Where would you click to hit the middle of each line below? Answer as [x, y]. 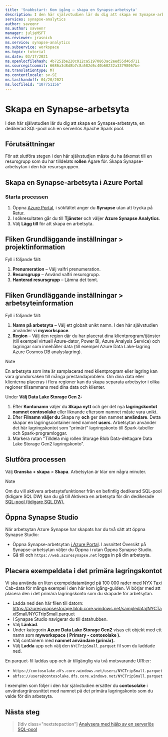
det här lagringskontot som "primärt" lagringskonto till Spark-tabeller [83, 428]
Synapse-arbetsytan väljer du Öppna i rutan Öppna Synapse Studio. [82, 550]
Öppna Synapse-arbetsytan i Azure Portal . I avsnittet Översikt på [79, 545]
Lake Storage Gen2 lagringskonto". [48, 443]
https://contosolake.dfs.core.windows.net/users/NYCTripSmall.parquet [87, 671]
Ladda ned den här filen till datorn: [48, 603]
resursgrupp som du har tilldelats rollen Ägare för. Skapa [64, 161]
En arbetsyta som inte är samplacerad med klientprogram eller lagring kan [81, 371]
